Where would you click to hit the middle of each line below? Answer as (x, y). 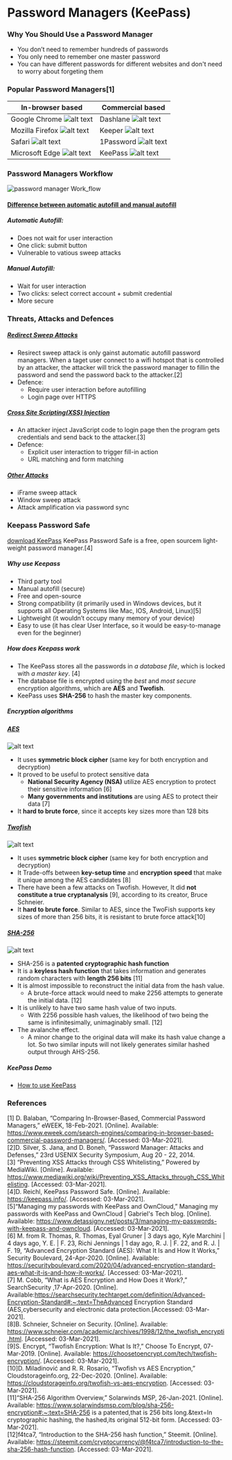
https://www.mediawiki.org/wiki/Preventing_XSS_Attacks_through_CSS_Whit (116, 1177)
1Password (118, 141)
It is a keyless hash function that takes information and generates (111, 970)
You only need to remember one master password (89, 57)
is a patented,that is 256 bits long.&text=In (152, 1413)
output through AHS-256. (64, 1051)
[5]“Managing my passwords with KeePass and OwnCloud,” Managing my (113, 1207)
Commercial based (133, 107)
